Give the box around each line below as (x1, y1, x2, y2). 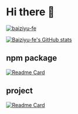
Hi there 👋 (6, 5, 55, 19)
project (6, 86, 33, 96)
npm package (6, 53, 57, 63)
